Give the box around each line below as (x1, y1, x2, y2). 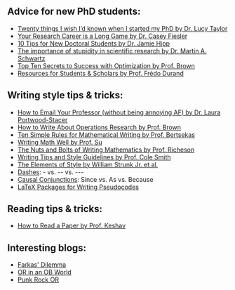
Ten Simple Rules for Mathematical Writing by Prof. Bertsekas (17, 130, 195, 139)
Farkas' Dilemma (17, 261, 67, 269)
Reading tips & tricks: (7, 203, 103, 215)
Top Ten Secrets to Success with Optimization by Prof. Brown (17, 61, 195, 70)
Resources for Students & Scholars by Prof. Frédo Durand (17, 69, 184, 77)
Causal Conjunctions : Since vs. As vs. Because (17, 175, 154, 183)
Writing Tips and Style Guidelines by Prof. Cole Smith (17, 152, 171, 161)
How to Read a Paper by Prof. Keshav (17, 221, 126, 230)
